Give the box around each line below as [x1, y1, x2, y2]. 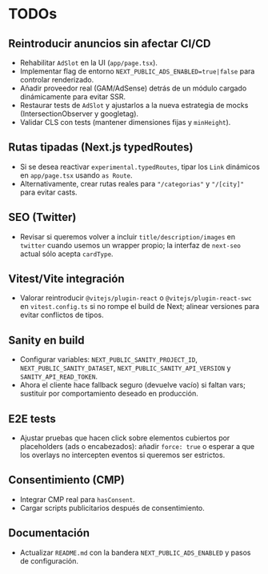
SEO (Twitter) [8, 211, 77, 224]
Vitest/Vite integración [8, 272, 125, 286]
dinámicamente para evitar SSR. [19, 92, 126, 101]
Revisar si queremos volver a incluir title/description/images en [19, 231, 236, 241]
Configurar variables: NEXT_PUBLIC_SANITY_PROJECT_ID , [19, 355, 198, 364]
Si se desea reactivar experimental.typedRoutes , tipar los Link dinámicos [19, 162, 260, 171]
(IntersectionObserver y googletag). [19, 109, 138, 118]
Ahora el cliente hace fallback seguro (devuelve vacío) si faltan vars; [19, 380, 246, 390]
